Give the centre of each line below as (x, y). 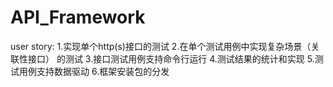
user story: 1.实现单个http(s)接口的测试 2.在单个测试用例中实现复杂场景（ (161, 46)
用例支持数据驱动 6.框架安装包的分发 (94, 71)
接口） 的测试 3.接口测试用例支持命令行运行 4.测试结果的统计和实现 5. (171, 58)
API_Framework (78, 17)
